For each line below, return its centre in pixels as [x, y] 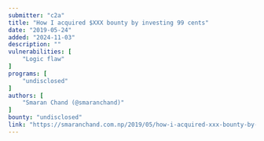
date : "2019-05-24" [40, 30]
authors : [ [26, 96]
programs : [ [27, 74]
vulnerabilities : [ [40, 52]
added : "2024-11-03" [42, 37]
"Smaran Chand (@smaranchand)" [73, 103]
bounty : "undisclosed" [45, 117]
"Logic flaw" [44, 60]
